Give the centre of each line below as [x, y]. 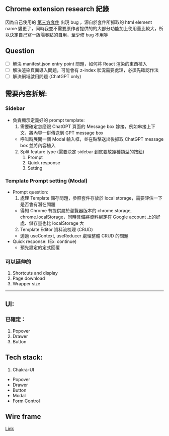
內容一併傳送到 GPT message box [68, 133]
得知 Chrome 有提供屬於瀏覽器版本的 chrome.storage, [76, 210]
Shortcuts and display [35, 273]
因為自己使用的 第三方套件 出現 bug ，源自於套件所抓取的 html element [79, 22]
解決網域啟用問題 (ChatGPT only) [47, 76]
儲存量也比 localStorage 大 [57, 223]
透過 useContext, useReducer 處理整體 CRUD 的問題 [74, 235]
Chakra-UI [23, 369]
